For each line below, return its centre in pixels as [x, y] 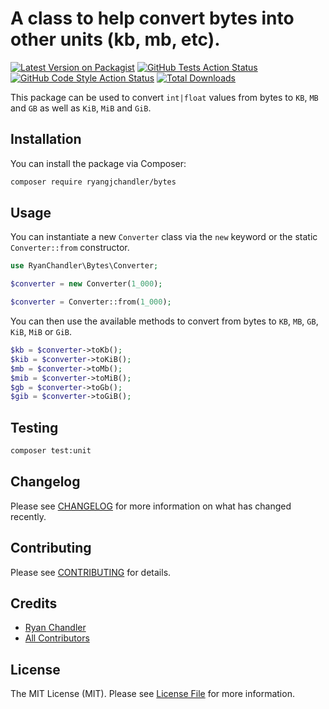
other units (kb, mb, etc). [115, 39]
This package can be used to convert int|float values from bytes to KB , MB [164, 97]
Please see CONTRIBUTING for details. [91, 572]
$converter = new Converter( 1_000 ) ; [86, 284]
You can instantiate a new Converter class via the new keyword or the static [164, 237]
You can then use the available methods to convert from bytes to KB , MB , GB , [164, 321]
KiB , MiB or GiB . [41, 332]
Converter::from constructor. [70, 248]
